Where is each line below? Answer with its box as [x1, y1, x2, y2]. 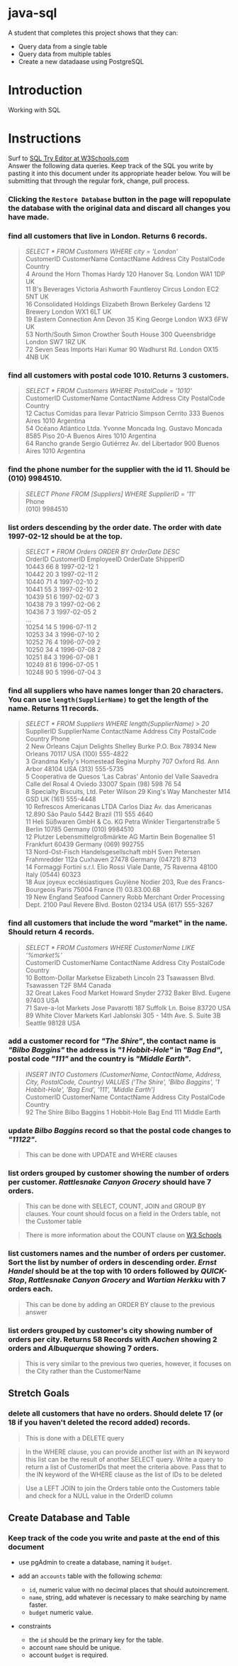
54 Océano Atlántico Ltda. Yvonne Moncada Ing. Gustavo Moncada [25, 424, 222, 433]
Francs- [202, 878, 225, 886]
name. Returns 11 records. [8, 703, 99, 713]
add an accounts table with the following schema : [18, 1572, 162, 1580]
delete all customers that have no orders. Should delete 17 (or [8, 1408, 223, 1418]
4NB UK [25, 353, 50, 361]
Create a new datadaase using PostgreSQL [18, 57, 144, 65]
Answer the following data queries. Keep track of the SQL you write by [8, 161, 213, 170]
